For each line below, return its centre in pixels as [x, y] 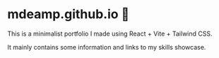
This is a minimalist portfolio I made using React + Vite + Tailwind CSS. [110, 34]
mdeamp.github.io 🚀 [69, 14]
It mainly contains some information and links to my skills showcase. [107, 47]
